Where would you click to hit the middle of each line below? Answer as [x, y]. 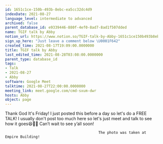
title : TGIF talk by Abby [31, 50]
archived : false [21, 23]
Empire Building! [23, 137]
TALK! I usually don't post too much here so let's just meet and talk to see [78, 119]
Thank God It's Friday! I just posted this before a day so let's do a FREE [76, 113]
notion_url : [17, 37]
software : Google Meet [28, 81]
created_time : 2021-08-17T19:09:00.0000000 [50, 46]
